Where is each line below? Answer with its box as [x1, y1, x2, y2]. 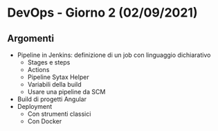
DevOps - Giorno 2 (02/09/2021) [7, 5, 198, 21]
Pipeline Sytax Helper [27, 73, 89, 81]
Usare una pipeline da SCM [27, 88, 106, 96]
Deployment [17, 103, 53, 110]
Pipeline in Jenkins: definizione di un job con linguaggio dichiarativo [17, 51, 211, 59]
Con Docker [27, 117, 62, 125]
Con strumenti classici [27, 110, 91, 118]
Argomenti [7, 33, 54, 44]
